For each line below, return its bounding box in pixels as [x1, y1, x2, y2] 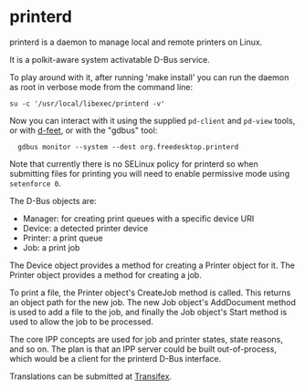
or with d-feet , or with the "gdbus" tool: [9, 125, 158, 136]
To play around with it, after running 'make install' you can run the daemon [9, 71, 289, 83]
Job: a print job [22, 241, 80, 252]
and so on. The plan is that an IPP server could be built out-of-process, [9, 344, 277, 354]
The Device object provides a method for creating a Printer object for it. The [9, 260, 295, 271]
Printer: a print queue [22, 232, 103, 243]
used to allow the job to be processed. [9, 316, 153, 327]
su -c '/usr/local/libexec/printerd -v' [9, 98, 166, 108]
